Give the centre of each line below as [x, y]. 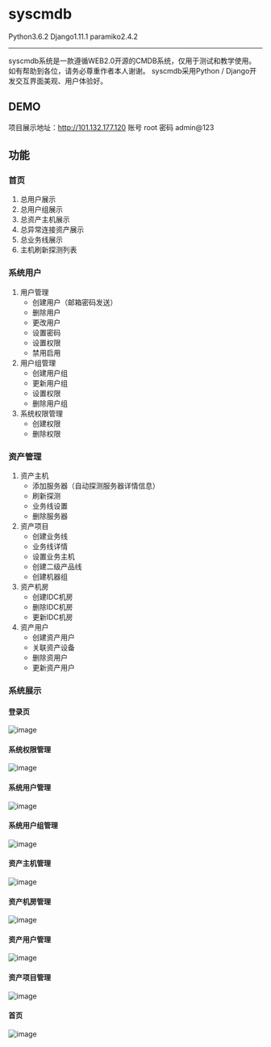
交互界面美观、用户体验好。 [61, 81]
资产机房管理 [29, 901]
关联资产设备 [53, 648]
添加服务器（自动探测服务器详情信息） [96, 486]
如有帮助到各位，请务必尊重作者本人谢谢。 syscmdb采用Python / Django [129, 70]
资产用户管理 [29, 939]
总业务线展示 [41, 240]
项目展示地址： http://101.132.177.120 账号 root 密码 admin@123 [111, 127]
